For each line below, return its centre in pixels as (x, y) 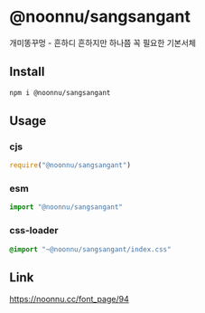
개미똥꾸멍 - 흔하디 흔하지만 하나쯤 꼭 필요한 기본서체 (103, 43)
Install (27, 72)
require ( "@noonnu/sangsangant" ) (70, 166)
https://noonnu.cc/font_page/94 (69, 299)
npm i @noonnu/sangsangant (60, 92)
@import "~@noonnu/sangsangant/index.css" (90, 249)
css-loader (34, 231)
